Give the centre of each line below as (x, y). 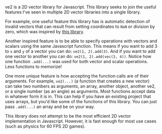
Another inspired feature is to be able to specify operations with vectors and (81, 41)
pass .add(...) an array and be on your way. (50, 107)
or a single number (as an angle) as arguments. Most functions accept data (80, 91)
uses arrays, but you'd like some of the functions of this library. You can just (81, 101)
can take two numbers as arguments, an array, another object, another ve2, (81, 86)
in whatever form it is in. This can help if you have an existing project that (78, 96)
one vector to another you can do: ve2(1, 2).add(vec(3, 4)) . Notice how (78, 56)
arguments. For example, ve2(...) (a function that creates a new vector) (77, 81)
